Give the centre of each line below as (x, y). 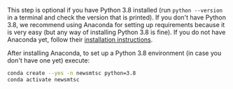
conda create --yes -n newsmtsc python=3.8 (72, 73)
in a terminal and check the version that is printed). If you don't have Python (116, 17)
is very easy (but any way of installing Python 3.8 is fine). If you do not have (116, 32)
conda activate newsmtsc (43, 79)
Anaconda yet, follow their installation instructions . (80, 40)
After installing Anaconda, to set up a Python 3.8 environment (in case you (114, 53)
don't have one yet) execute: (48, 60)
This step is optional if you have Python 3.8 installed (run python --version (115, 10)
